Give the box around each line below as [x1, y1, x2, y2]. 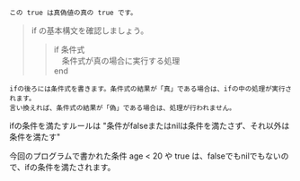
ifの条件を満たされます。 [24, 162, 116, 172]
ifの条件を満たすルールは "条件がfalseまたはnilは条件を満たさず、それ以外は [9, 120, 290, 131]
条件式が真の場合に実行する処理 [61, 56, 181, 65]
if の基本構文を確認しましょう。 [31, 25, 149, 36]
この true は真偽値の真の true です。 [9, 8, 137, 17]
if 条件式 [53, 44, 85, 55]
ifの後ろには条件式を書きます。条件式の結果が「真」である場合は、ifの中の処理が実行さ [9, 84, 292, 93]
